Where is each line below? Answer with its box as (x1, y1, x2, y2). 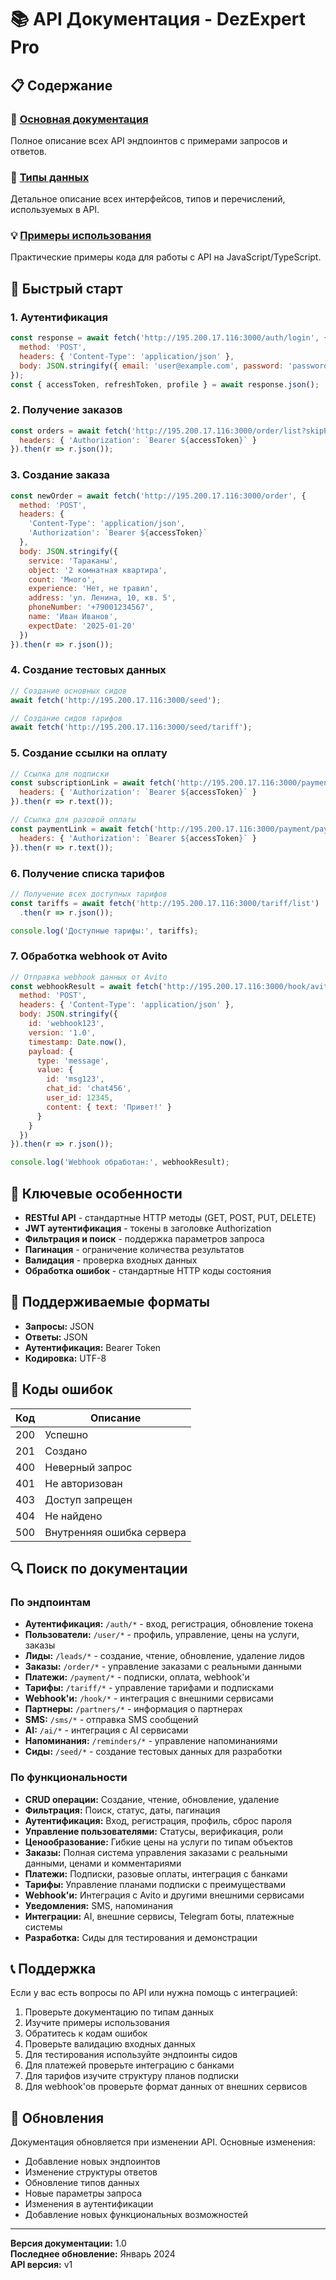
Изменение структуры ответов (24, 2166, 158, 2178)
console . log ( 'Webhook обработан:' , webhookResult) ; (10, 1157, 230, 1168)
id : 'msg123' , (46, 1074, 105, 1085)
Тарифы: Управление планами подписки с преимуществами (24, 1878, 286, 1890)
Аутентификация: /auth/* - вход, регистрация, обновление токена (24, 1618, 314, 1630)
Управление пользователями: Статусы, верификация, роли (24, 1825, 284, 1837)
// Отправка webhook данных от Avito (10, 972, 168, 982)
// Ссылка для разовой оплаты (10, 815, 137, 825)
